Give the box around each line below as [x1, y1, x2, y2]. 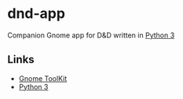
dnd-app [7, 5, 66, 23]
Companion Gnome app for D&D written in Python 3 [7, 30, 175, 40]
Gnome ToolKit [18, 73, 68, 83]
